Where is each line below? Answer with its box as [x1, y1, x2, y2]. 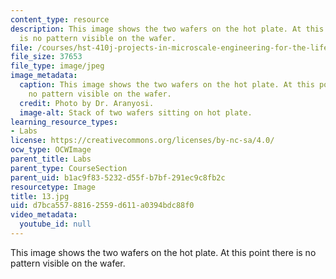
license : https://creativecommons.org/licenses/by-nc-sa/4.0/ [10, 136, 275, 146]
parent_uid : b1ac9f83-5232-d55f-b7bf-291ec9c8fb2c [10, 172, 226, 183]
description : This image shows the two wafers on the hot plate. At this [10, 24, 325, 34]
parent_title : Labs [10, 154, 92, 164]
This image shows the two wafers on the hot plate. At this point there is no [10, 246, 317, 258]
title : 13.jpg [10, 191, 70, 201]
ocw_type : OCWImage [10, 145, 92, 155]
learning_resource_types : [10, 117, 118, 127]
